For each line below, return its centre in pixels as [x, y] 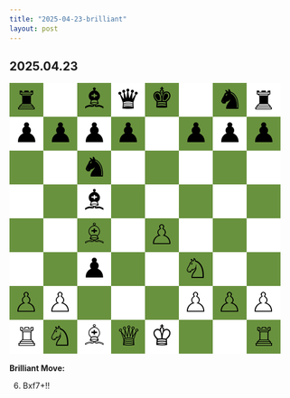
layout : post [34, 28]
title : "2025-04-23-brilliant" [68, 19]
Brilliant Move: [37, 368]
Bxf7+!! [36, 386]
